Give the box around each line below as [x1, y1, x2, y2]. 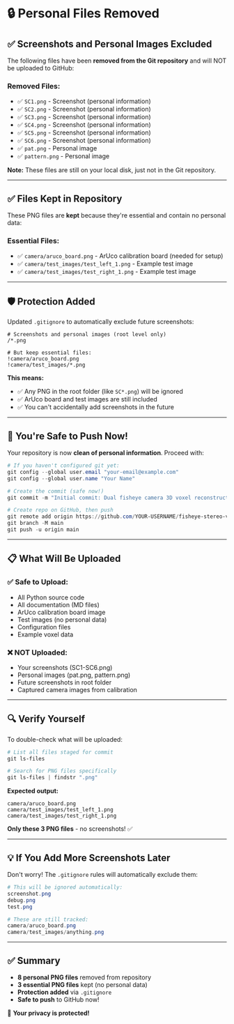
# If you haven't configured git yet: [7, 462, 120, 469]
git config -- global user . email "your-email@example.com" [7, 468, 179, 475]
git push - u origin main [7, 526, 79, 533]
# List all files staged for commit [7, 749, 114, 756]
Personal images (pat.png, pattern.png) [17, 671, 131, 679]
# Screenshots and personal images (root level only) [7, 331, 167, 338]
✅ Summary [7, 954, 61, 966]
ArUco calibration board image [17, 608, 106, 616]
